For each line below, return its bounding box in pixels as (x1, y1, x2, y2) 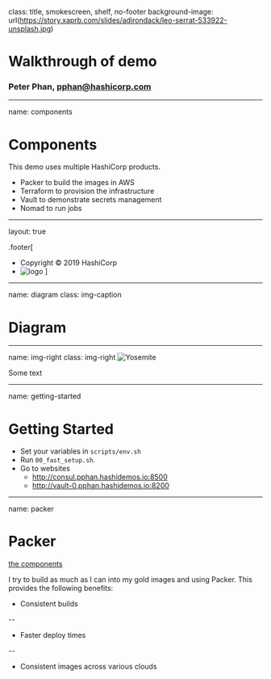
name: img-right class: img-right (8, 352, 116, 362)
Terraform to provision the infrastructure (19, 186, 155, 196)
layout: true (8, 226, 47, 237)
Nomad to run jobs (19, 204, 82, 213)
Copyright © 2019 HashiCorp (19, 258, 118, 268)
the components (8, 559, 63, 569)
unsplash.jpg (8, 24, 52, 33)
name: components (8, 107, 73, 116)
